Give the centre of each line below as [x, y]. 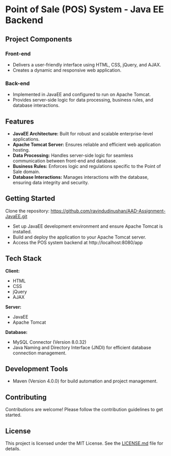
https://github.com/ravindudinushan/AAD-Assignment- [108, 211]
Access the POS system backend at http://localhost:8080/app [78, 242]
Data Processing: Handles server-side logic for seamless [73, 155]
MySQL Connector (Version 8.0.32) [49, 342]
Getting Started [30, 198]
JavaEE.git [16, 216]
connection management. [39, 353]
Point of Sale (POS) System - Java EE [85, 9]
